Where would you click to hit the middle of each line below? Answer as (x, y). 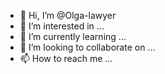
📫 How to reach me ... (66, 58)
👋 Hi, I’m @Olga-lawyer (68, 15)
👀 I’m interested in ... (62, 26)
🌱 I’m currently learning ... (73, 36)
